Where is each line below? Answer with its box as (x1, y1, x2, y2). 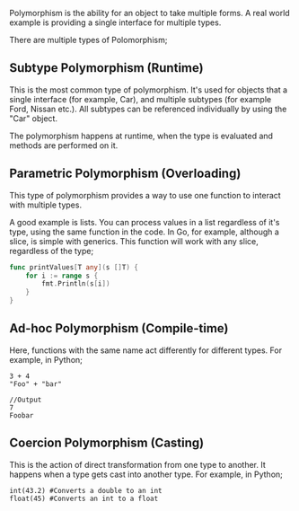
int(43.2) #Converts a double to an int (9, 486, 163, 495)
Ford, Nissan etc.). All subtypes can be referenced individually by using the (9, 103, 287, 114)
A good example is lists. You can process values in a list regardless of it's (9, 216, 280, 227)
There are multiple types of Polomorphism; (9, 35, 168, 45)
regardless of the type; (9, 245, 94, 256)
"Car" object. (9, 112, 58, 124)
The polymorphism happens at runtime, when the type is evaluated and (9, 130, 274, 141)
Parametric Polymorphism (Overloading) (9, 166, 242, 181)
